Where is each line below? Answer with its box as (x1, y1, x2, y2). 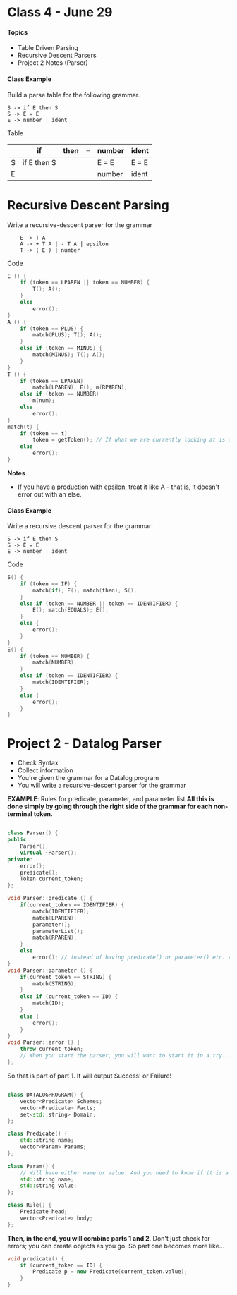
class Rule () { (7, 1202, 52, 1209)
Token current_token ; (20, 875, 83, 882)
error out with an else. (17, 490, 83, 498)
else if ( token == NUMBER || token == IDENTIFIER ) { (20, 600, 178, 607)
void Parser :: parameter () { (7, 967, 93, 974)
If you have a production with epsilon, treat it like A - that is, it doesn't (17, 482, 220, 491)
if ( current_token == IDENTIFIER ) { (20, 901, 125, 908)
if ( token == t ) (20, 430, 68, 437)
